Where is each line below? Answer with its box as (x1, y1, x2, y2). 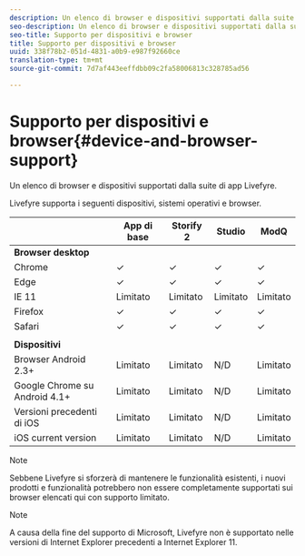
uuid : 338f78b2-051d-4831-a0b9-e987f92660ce (9, 47, 181, 56)
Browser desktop (14, 246, 90, 258)
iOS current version (14, 431, 97, 444)
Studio (216, 225, 246, 238)
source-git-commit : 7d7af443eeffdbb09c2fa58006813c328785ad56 (9, 65, 250, 74)
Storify (172, 219, 202, 232)
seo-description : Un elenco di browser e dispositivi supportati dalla (9, 22, 286, 31)
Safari (14, 319, 39, 332)
